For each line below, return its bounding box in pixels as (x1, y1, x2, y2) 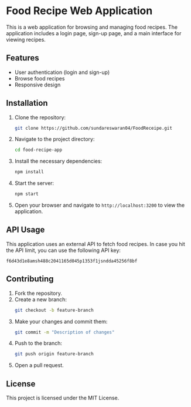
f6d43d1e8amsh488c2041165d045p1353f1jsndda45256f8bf (6, 258, 138, 264)
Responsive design (14, 81, 61, 88)
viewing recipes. (6, 36, 46, 43)
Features (6, 53, 39, 63)
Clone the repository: (14, 113, 66, 121)
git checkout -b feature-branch (14, 307, 94, 313)
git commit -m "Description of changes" (14, 329, 115, 335)
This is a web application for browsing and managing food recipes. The (6, 23, 178, 31)
